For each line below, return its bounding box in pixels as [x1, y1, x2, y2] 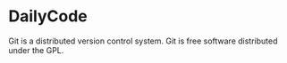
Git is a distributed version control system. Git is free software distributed [8, 35, 278, 46]
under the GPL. [8, 44, 64, 55]
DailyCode [8, 6, 89, 27]
